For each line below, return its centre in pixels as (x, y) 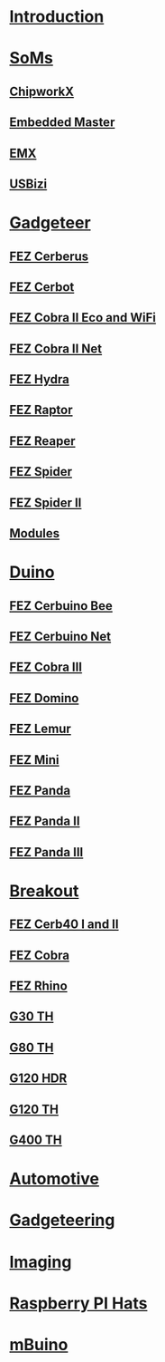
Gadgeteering (62, 1220)
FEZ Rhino (38, 986)
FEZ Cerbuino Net (60, 637)
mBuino (39, 1344)
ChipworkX (42, 91)
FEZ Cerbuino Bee (61, 606)
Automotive (55, 1179)
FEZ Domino (44, 698)
